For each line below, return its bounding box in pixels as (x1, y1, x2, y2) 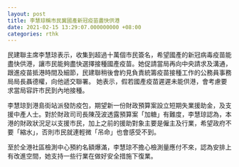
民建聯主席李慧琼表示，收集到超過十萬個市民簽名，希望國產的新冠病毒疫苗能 (7, 50, 232, 59)
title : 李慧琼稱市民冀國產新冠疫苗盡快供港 (7, 17, 120, 24)
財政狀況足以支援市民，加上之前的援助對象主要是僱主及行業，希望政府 (19, 119, 225, 128)
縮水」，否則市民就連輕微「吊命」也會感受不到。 (19, 128, 160, 136)
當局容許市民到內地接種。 (13, 86, 89, 95)
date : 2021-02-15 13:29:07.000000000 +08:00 (7, 23, 142, 31)
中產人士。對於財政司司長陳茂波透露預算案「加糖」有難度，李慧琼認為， (13, 110, 225, 119)
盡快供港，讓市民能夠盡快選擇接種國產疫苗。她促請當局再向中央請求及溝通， (7, 60, 232, 68)
